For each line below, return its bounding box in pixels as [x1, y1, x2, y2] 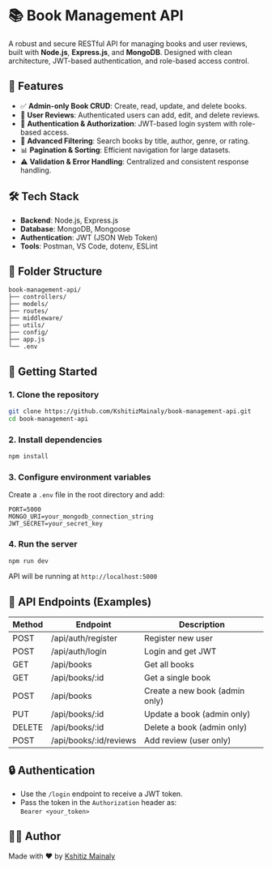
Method [12, 619, 44, 630]
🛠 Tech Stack [8, 190, 79, 203]
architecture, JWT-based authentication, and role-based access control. [8, 56, 249, 66]
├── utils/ [8, 322, 45, 330]
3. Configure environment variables [8, 471, 151, 483]
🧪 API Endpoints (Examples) [8, 594, 152, 608]
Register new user [144, 633, 213, 644]
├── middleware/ [8, 314, 63, 322]
